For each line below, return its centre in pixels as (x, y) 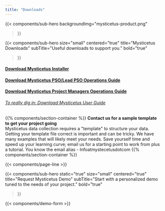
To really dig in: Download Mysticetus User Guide (55, 103)
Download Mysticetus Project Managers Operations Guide (66, 91)
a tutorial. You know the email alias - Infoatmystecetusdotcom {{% (72, 149)
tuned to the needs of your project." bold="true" (54, 184)
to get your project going (31, 123)
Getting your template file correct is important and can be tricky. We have (80, 134)
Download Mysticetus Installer (37, 69)
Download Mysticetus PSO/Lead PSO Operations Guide (63, 80)
